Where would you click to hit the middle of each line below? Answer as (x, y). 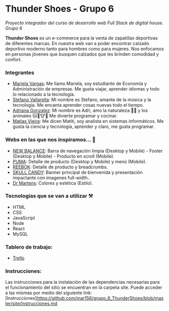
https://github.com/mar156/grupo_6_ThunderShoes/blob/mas (100, 298)
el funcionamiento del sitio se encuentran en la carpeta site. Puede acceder (84, 287)
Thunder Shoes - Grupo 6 (60, 9)
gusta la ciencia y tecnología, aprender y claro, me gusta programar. (83, 126)
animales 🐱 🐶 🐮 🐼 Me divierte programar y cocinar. (65, 116)
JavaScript (24, 217)
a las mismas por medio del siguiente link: (49, 293)
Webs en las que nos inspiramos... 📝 (50, 140)
